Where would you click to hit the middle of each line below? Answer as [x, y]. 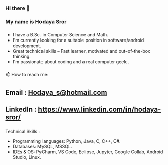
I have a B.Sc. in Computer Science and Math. [60, 34]
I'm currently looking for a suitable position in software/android [78, 40]
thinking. [22, 56]
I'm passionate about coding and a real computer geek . [71, 61]
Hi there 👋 [18, 8]
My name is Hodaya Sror [36, 21]
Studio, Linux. [27, 157]
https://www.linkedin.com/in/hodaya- [100, 110]
